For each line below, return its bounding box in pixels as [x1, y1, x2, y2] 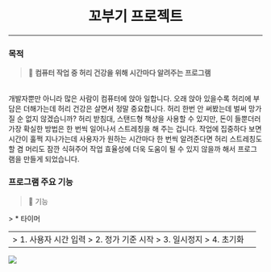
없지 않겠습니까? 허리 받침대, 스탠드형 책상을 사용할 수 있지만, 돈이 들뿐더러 [25, 114, 261, 123]
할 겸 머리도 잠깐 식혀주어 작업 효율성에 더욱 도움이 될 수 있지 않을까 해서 [8, 144, 236, 154]
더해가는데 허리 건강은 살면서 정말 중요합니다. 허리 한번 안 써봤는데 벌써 [23, 104, 248, 114]
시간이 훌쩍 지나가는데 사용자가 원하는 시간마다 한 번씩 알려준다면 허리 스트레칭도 [8, 134, 263, 144]
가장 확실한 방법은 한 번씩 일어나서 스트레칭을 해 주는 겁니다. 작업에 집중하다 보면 [8, 124, 262, 134]
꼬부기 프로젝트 [88, 7, 183, 26]
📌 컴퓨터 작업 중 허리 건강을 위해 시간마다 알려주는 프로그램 [27, 68, 211, 77]
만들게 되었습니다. [23, 154, 80, 164]
